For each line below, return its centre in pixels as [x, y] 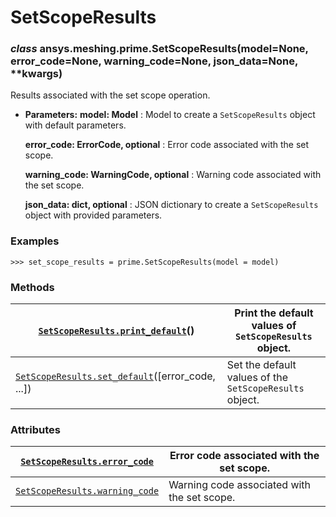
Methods [32, 287]
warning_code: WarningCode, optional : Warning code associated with [173, 175]
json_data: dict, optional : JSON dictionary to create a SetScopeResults [171, 205]
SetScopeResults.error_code [87, 462]
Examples [35, 241]
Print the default [274, 313]
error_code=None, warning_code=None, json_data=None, [154, 61]
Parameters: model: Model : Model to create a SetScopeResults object [170, 115]
